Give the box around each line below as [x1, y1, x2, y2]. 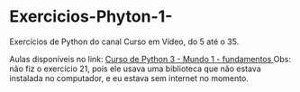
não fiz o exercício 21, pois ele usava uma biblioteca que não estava [9, 63, 261, 74]
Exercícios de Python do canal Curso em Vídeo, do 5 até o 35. [9, 36, 240, 47]
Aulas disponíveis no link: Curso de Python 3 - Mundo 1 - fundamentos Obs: [9, 53, 291, 64]
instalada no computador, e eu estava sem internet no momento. [9, 72, 250, 83]
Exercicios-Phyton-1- [9, 6, 173, 27]
